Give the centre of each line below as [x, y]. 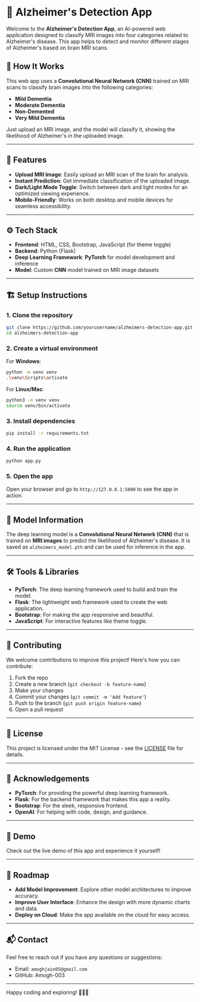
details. [15, 754]
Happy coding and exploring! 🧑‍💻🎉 [48, 992]
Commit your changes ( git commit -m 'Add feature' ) [81, 697]
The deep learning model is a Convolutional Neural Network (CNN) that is [98, 534]
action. [15, 496]
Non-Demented [35, 111]
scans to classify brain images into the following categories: [80, 87]
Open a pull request [39, 709]
